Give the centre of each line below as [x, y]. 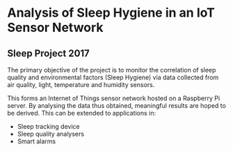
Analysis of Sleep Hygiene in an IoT [111, 13]
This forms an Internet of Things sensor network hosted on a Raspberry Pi [114, 98]
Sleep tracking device [48, 126]
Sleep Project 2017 [49, 53]
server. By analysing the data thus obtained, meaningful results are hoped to [116, 105]
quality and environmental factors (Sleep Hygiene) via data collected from [113, 77]
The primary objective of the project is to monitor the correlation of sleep [112, 70]
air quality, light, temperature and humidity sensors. [81, 85]
